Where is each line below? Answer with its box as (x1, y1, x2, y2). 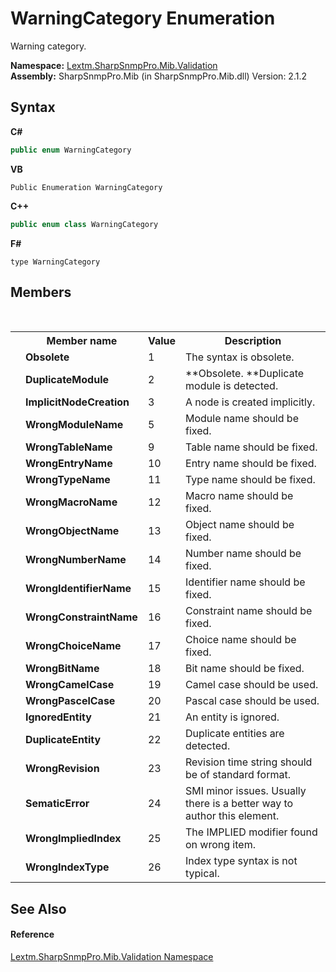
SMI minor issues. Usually (185, 784, 307, 798)
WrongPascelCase (25, 694, 116, 708)
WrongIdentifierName (25, 582, 132, 596)
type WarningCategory (10, 257, 101, 267)
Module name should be (185, 412, 299, 426)
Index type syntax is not (185, 854, 298, 868)
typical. (185, 867, 220, 881)
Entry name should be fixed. (185, 457, 317, 471)
